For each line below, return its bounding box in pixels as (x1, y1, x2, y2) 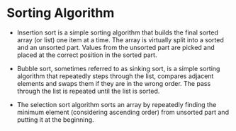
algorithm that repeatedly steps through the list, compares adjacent (16, 72, 214, 80)
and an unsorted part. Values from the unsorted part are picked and (16, 43, 215, 51)
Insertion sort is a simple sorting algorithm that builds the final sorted (16, 28, 219, 37)
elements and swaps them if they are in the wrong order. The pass (16, 79, 211, 87)
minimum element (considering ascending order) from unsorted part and (16, 108, 230, 116)
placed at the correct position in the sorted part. (16, 51, 157, 59)
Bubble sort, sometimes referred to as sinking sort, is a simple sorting (16, 64, 220, 73)
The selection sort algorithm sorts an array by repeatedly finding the (16, 100, 217, 108)
